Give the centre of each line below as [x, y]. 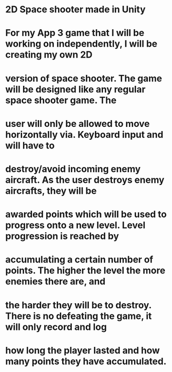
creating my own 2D [49, 55]
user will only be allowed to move [78, 124]
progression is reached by [62, 236]
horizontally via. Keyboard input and [84, 134]
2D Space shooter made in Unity [75, 10]
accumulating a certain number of [79, 260]
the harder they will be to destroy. [79, 305]
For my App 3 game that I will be [75, 33]
